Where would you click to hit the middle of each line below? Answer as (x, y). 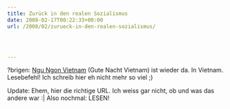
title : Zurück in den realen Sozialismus (68, 13)
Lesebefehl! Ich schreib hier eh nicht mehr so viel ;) (80, 77)
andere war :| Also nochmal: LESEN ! (58, 98)
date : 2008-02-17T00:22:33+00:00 (55, 20)
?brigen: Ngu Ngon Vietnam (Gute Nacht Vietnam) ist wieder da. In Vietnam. (115, 70)
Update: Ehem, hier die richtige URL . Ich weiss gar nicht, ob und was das (111, 91)
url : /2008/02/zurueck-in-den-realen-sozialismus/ (82, 26)
